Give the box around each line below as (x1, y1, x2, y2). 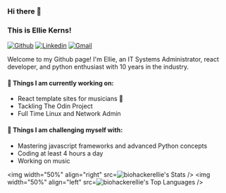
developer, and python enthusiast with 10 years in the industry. (7, 63, 189, 71)
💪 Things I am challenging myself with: (7, 126, 123, 134)
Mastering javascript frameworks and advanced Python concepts (17, 141, 208, 150)
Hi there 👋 (7, 6, 42, 16)
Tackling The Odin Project (17, 102, 93, 110)
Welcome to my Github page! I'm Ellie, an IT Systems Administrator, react (7, 55, 220, 64)
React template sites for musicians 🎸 (17, 95, 123, 103)
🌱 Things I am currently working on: (7, 78, 114, 87)
